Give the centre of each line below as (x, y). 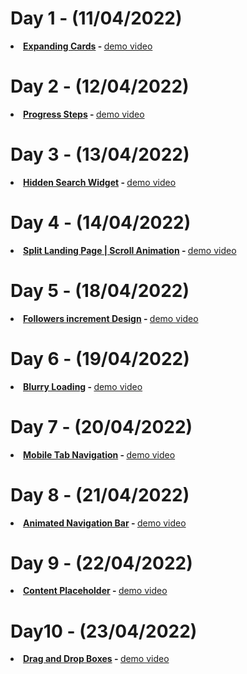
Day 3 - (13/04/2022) (100, 154)
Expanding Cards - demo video (88, 46)
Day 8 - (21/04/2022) (100, 494)
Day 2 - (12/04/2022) (100, 86)
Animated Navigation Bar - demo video (105, 523)
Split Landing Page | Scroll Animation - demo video (130, 250)
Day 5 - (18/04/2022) (100, 290)
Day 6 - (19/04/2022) (100, 358)
